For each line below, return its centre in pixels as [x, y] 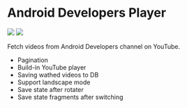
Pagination [33, 60]
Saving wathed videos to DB [58, 75]
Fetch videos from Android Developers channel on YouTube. [93, 46]
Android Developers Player [87, 13]
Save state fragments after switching [70, 97]
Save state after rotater [50, 89]
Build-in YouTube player [52, 67]
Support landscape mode [54, 82]
